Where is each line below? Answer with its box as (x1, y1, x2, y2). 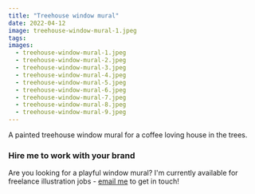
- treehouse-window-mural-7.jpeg (15, 93, 127, 101)
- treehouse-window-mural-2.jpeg (15, 57, 127, 65)
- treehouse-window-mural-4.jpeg (15, 71, 127, 79)
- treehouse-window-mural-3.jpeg (15, 64, 127, 72)
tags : (8, 34, 26, 42)
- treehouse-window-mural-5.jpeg (15, 78, 127, 86)
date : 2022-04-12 (8, 19, 66, 27)
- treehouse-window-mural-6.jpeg (15, 85, 127, 94)
